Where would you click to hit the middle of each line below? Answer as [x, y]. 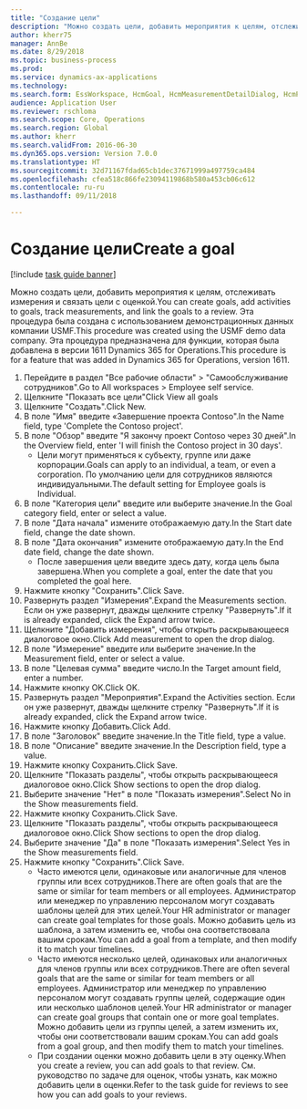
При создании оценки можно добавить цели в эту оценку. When [161, 1055]
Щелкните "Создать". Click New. [85, 406]
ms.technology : [39, 86]
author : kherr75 [41, 35]
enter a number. [53, 678]
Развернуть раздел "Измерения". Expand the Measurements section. [155, 600]
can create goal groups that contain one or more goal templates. [158, 1017]
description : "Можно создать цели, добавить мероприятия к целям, [139, 26]
